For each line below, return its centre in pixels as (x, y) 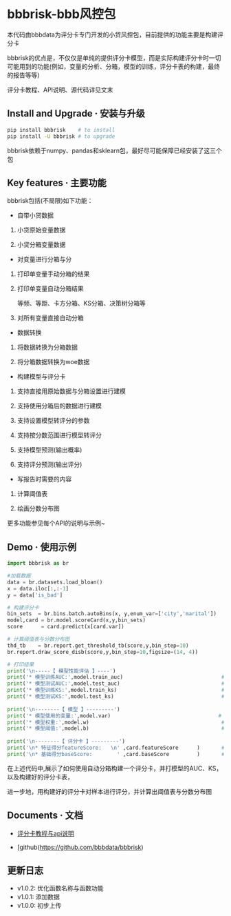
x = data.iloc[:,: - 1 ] (38, 588)
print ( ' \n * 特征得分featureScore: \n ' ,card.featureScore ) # (116, 748)
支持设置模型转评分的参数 (53, 421)
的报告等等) (23, 75)
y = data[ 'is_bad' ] (35, 595)
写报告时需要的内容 (44, 479)
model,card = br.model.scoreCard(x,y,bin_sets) (77, 620)
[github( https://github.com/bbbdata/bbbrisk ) (80, 847)
